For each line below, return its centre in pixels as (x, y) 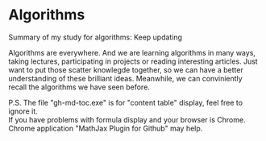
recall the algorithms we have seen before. (79, 87)
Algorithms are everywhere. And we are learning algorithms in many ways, (132, 52)
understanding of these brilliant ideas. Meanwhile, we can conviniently (126, 78)
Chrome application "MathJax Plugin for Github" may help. (106, 128)
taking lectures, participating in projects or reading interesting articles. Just (133, 61)
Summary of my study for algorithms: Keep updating (96, 37)
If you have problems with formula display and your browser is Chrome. (127, 119)
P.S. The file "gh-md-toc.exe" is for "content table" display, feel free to (126, 102)
